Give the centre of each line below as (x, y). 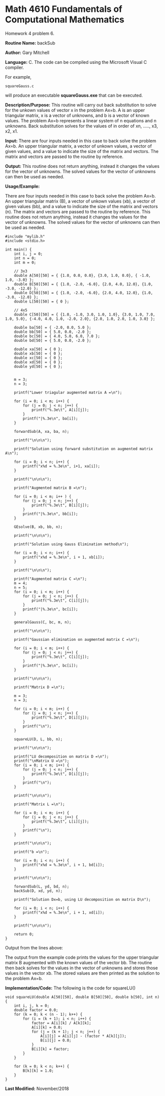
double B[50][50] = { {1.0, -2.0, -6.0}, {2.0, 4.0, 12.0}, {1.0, (83, 284)
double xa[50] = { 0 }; (38, 349)
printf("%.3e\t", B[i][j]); (60, 505)
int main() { (18, 249)
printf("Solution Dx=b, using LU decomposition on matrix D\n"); (82, 899)
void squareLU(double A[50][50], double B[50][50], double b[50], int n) (82, 997)
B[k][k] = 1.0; (38, 1071)
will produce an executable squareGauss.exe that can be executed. (74, 95)
